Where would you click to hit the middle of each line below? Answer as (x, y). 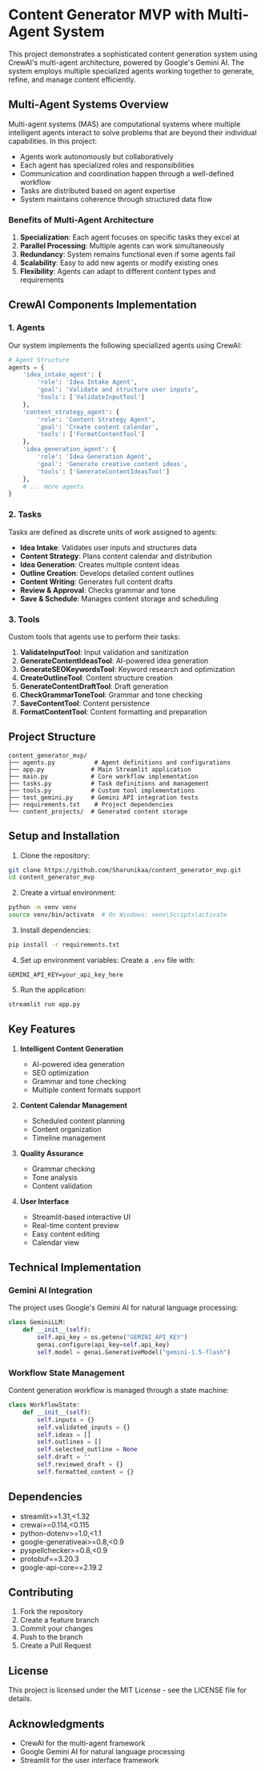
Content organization (66, 1129)
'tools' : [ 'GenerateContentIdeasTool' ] (104, 471)
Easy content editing (66, 1234)
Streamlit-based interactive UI (81, 1217)
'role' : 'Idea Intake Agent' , (87, 382)
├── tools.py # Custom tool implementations (102, 791)
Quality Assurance (52, 1153)
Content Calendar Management (74, 1105)
